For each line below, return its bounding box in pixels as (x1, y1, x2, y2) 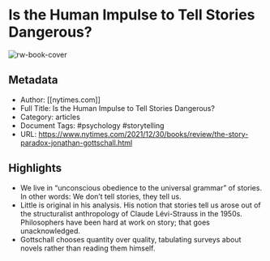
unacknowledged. (19, 225, 81, 236)
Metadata (8, 73, 58, 87)
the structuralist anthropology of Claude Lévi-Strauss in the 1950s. (19, 208, 243, 218)
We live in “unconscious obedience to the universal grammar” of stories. (19, 182, 262, 192)
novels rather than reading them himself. (19, 243, 156, 253)
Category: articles (19, 112, 81, 122)
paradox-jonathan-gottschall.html (19, 138, 133, 148)
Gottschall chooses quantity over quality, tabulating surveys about (19, 234, 242, 244)
